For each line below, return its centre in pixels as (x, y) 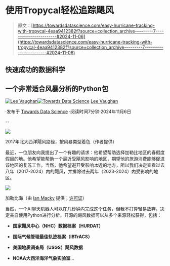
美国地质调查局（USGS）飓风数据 (48, 248)
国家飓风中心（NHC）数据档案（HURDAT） (58, 226)
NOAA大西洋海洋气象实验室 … (43, 258)
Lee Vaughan (104, 101)
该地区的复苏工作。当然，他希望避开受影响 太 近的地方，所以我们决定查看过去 (85, 165)
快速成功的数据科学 (35, 70)
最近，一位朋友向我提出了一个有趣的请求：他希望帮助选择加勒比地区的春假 (83, 153)
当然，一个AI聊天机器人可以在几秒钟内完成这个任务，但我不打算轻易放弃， (83, 209)
